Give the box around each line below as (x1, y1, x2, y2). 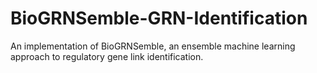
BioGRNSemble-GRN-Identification (10, 7, 308, 30)
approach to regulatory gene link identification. (10, 50, 204, 62)
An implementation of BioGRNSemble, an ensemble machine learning (10, 40, 296, 52)
